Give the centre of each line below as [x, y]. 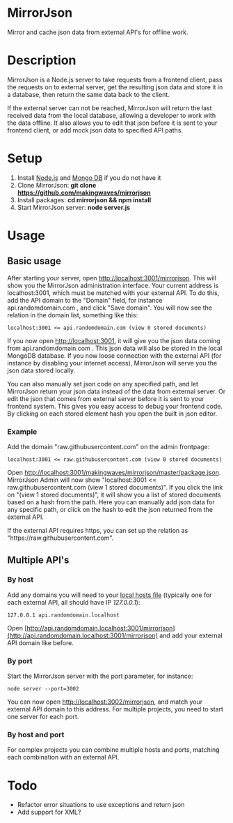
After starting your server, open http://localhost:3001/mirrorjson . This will [112, 278]
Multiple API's [38, 560]
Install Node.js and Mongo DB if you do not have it [89, 178]
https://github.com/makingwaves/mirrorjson [84, 192]
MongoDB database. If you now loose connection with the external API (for [114, 355]
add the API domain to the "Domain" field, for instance [85, 300]
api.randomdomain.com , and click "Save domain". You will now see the [110, 308]
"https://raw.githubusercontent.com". [61, 538]
